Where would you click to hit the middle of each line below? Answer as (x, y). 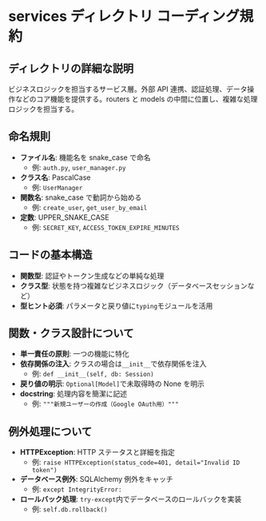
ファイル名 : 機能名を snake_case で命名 (85, 157)
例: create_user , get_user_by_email (89, 207)
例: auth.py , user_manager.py (79, 167)
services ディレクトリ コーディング (124, 16)
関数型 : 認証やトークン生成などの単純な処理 (92, 276)
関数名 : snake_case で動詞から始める (81, 197)
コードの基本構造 (50, 255)
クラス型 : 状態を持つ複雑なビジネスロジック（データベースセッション (133, 285)
